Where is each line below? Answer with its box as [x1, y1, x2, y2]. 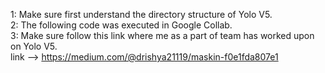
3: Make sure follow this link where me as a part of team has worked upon [10, 30, 315, 41]
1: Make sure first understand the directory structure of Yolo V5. [10, 9, 273, 20]
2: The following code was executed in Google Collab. [10, 19, 233, 31]
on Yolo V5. [10, 40, 58, 52]
